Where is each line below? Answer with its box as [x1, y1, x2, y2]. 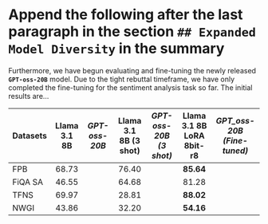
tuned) [222, 145, 249, 156]
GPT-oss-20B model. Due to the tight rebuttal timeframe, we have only [8, 74, 235, 84]
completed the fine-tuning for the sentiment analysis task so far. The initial [8, 82, 253, 92]
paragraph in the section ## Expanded [8, 22, 257, 41]
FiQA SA [12, 176, 44, 187]
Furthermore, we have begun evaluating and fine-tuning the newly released [8, 65, 257, 75]
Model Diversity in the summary [8, 40, 225, 57]
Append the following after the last [8, 6, 243, 24]
